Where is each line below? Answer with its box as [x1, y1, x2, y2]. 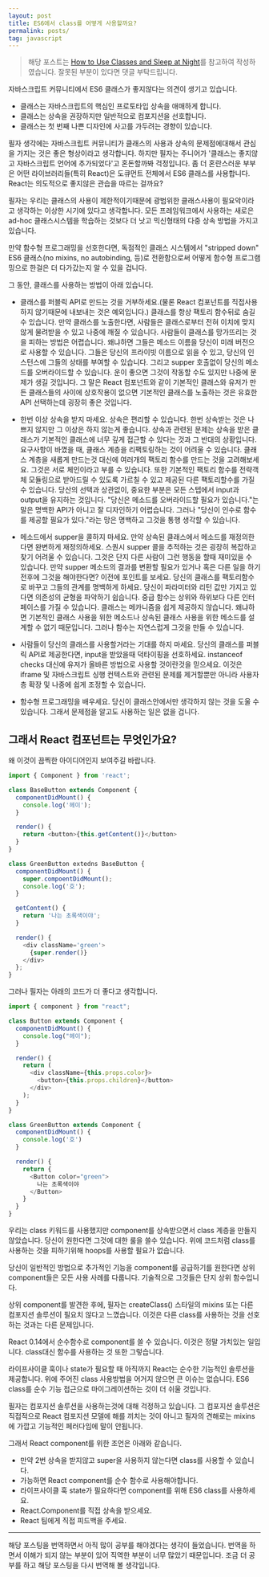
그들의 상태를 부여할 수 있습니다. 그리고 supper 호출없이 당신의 [47, 357, 244, 367]
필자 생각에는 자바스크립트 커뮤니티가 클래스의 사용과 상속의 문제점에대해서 [8, 138, 242, 149]
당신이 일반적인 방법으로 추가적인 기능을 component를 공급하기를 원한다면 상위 [8, 1263, 255, 1273]
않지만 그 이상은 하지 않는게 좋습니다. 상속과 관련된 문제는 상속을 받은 [34, 425, 251, 435]
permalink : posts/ [8, 27, 70, 35]
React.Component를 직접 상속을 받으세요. [19, 1506, 152, 1515]
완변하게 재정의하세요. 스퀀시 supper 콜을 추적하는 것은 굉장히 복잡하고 [34, 542, 257, 552]
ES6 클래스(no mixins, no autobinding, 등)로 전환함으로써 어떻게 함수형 [8, 253, 234, 263]
